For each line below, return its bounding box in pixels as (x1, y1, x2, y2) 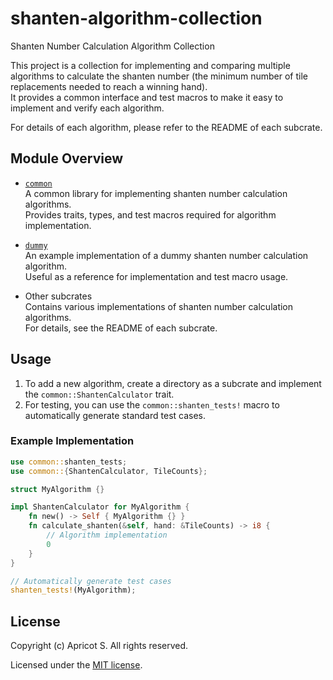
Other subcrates (24, 290, 93, 302)
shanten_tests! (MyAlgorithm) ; (10, 585, 137, 596)
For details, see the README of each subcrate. (24, 322, 218, 334)
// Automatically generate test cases (10, 576, 172, 586)
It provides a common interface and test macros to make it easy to (10, 91, 284, 103)
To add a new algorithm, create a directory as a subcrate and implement (24, 377, 322, 389)
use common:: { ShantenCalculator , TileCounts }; (10, 466, 208, 476)
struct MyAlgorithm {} (10, 484, 105, 494)
